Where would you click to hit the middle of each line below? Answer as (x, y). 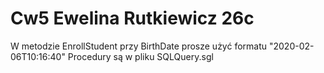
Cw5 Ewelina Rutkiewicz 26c (132, 18)
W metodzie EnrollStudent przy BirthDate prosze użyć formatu (139, 46)
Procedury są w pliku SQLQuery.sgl (140, 56)
